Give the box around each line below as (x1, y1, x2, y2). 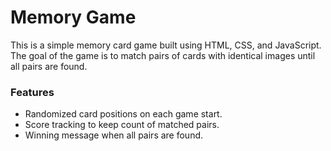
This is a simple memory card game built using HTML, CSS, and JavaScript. (10, 39, 322, 51)
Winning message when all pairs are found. (24, 129, 204, 141)
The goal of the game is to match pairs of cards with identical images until (10, 49, 316, 61)
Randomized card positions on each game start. (24, 108, 223, 120)
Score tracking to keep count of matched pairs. (24, 119, 220, 131)
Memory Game (10, 6, 137, 29)
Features (10, 85, 55, 99)
